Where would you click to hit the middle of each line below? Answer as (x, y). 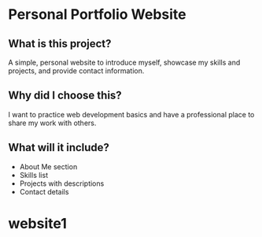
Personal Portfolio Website (97, 15)
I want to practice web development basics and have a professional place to (131, 114)
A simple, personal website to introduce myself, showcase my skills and (124, 62)
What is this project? (60, 44)
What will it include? (59, 148)
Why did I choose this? (65, 96)
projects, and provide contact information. (76, 71)
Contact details (44, 191)
